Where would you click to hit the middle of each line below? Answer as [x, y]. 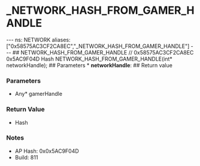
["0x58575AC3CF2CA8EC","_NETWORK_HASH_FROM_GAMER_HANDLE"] [98, 46]
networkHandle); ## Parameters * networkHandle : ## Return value [89, 65]
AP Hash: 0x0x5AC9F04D [47, 151]
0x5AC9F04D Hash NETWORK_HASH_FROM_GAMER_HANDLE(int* [89, 59]
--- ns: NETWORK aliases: [38, 40]
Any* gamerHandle [39, 94]
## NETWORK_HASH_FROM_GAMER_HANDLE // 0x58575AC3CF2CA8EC [103, 52]
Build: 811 [26, 157]
